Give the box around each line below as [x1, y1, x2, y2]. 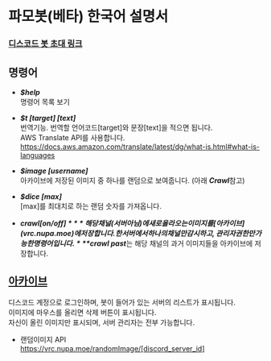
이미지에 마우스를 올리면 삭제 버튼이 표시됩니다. [8, 307, 157, 317]
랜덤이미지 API [19, 334, 67, 344]
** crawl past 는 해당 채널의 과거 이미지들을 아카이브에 [81, 239, 253, 248]
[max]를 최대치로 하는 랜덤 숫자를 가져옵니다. [19, 201, 162, 210]
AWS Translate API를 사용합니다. [19, 132, 125, 142]
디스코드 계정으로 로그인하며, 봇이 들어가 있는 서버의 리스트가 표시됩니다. [8, 297, 236, 307]
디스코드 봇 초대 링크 [8, 38, 83, 49]
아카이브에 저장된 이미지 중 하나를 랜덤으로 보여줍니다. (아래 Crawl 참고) [19, 175, 245, 185]
